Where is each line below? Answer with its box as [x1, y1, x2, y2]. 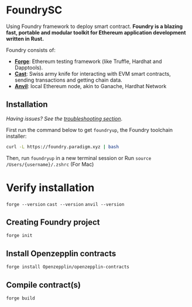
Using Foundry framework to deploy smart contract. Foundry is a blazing [6, 23, 183, 30]
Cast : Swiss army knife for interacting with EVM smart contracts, [14, 70, 171, 77]
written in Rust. [6, 35, 44, 42]
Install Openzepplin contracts [6, 249, 116, 259]
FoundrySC [6, 4, 63, 17]
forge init [6, 233, 33, 239]
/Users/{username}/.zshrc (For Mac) [6, 161, 94, 168]
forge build [6, 295, 35, 301]
